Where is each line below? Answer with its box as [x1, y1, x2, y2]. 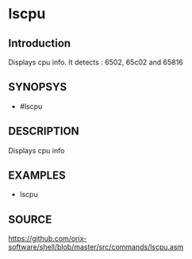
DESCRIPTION [8, 125, 79, 138]
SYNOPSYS [8, 80, 67, 94]
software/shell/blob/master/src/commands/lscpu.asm [8, 242, 184, 252]
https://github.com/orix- [8, 234, 87, 243]
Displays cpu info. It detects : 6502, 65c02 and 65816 [8, 57, 184, 67]
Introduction [8, 37, 71, 50]
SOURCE [8, 212, 52, 226]
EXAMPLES [8, 168, 66, 183]
